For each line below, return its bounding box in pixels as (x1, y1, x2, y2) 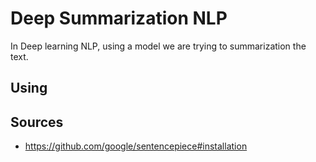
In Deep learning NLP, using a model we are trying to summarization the (10, 40, 307, 52)
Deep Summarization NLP (10, 7, 228, 30)
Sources (10, 113, 64, 131)
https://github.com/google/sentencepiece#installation (24, 140, 248, 152)
